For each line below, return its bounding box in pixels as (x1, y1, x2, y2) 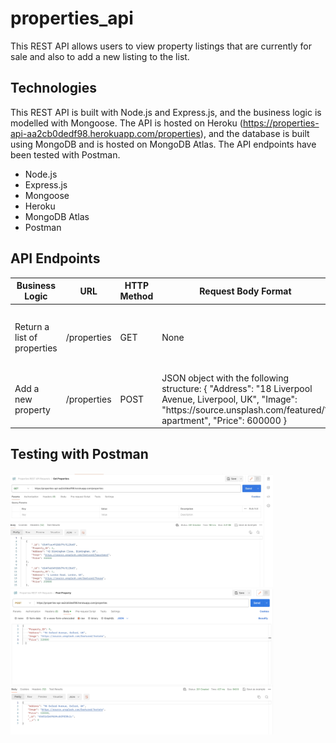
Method (119, 290, 154, 302)
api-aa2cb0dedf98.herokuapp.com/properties (10, 127, 201, 139)
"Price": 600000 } (213, 414, 287, 426)
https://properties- (242, 117, 320, 129)
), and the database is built (199, 127, 310, 139)
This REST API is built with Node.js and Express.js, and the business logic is (10, 106, 322, 118)
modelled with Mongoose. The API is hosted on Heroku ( (10, 117, 243, 129)
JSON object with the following (161, 372, 290, 384)
